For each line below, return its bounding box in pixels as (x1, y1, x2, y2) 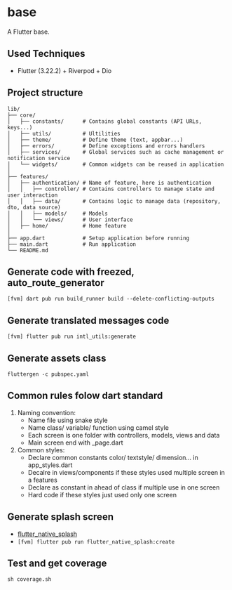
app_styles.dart (27, 461, 73, 469)
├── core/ (7, 112, 36, 119)
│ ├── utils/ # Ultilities (7, 130, 121, 137)
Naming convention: (17, 408, 76, 417)
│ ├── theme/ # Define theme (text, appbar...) (7, 136, 184, 143)
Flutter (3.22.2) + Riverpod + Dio (17, 66, 112, 74)
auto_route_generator (7, 277, 105, 289)
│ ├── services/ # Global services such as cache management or (7, 148, 224, 155)
